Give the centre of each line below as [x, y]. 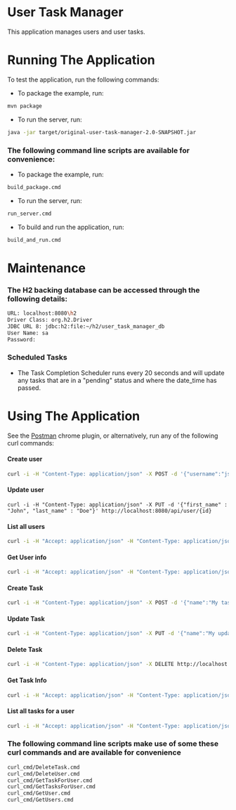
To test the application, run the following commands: [83, 79]
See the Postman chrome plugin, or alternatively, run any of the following [113, 436]
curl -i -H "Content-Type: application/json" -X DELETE [91, 665]
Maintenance [47, 268]
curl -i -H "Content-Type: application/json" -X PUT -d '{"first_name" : [118, 504]
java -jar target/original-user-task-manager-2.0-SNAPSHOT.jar [102, 132]
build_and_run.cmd [34, 240]
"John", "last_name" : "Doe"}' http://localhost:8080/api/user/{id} [110, 511]
